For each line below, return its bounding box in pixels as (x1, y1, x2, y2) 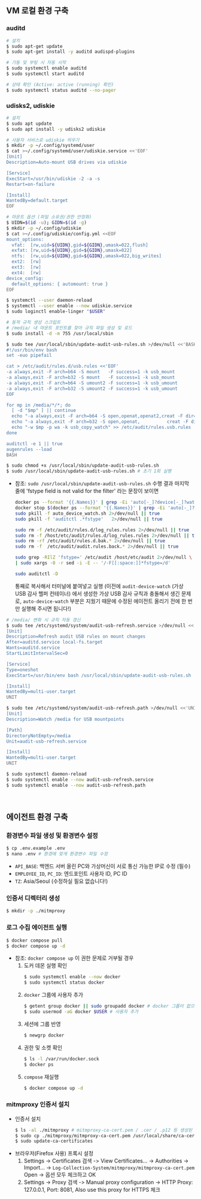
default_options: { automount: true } (11, 281, 109, 287)
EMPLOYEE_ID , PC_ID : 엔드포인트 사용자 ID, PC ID (14, 870, 127, 878)
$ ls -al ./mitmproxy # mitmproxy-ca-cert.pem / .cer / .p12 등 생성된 (14, 1127, 193, 1133)
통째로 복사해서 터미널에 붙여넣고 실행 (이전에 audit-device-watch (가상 (14, 582, 184, 590)
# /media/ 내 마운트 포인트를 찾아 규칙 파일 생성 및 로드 (6, 324, 133, 331)
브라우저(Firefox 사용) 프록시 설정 (14, 1150, 94, 1157)
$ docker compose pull (6, 937, 63, 943)
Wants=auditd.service (6, 645, 60, 651)
